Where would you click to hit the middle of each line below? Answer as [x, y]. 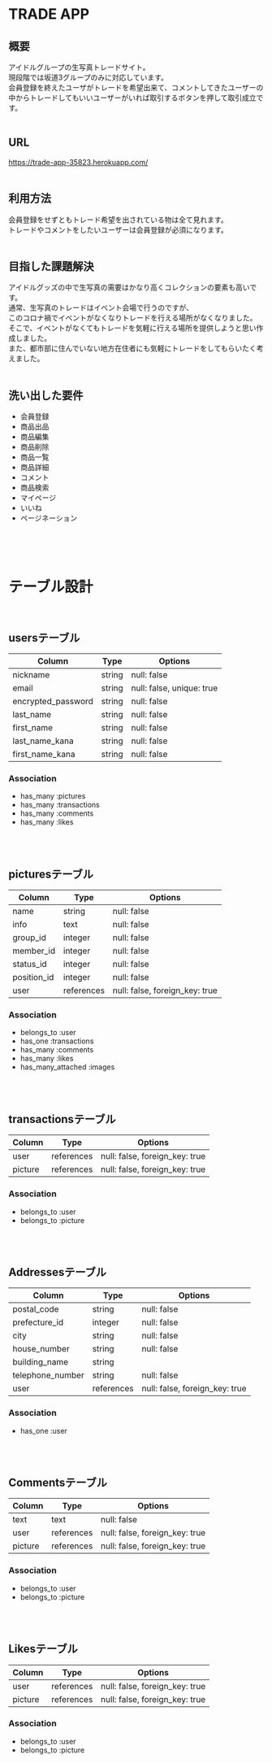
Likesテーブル [43, 1649]
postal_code [36, 1309]
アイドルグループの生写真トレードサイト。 [79, 67]
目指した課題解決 [51, 266]
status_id [30, 964]
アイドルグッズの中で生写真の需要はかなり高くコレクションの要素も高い [129, 287]
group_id [29, 938]
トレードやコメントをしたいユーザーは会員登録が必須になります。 [119, 229]
